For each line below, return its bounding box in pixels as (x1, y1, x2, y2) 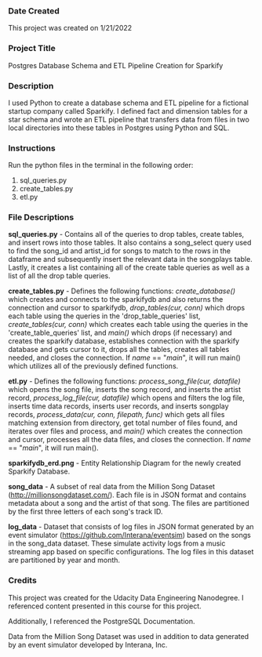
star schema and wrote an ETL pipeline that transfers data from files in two (8, 114, 249, 124)
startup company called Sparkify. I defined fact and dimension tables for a (8, 106, 248, 115)
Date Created (8, 5, 60, 16)
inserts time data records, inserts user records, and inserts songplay (8, 401, 229, 411)
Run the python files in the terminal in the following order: (8, 161, 194, 170)
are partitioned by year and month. (8, 555, 120, 565)
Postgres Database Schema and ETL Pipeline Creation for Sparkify (8, 60, 224, 70)
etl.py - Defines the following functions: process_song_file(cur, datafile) (8, 376, 241, 386)
